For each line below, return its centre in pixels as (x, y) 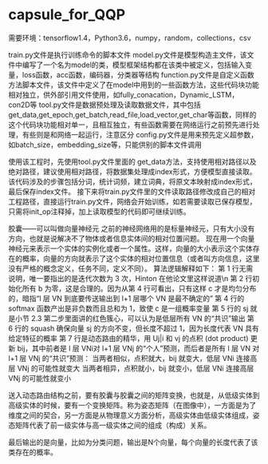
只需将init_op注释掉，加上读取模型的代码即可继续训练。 (99, 211)
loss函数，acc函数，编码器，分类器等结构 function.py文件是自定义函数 (138, 74)
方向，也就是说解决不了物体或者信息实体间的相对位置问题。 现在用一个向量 (132, 238)
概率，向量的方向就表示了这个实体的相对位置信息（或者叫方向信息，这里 (141, 258)
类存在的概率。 (33, 452)
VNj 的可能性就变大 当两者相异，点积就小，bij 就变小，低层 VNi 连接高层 (136, 368)
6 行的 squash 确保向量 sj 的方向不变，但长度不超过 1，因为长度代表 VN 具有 (134, 328)
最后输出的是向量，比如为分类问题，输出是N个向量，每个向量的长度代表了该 (133, 442)
